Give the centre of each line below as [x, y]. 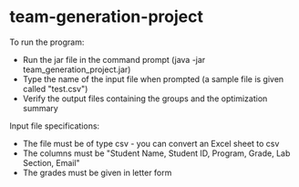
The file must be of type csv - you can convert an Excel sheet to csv [151, 143]
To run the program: [47, 42]
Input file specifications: [55, 126]
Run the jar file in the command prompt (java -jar [114, 59]
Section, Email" [51, 162]
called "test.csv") [55, 88]
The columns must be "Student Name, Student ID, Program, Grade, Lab [156, 153]
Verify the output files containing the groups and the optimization [145, 99]
